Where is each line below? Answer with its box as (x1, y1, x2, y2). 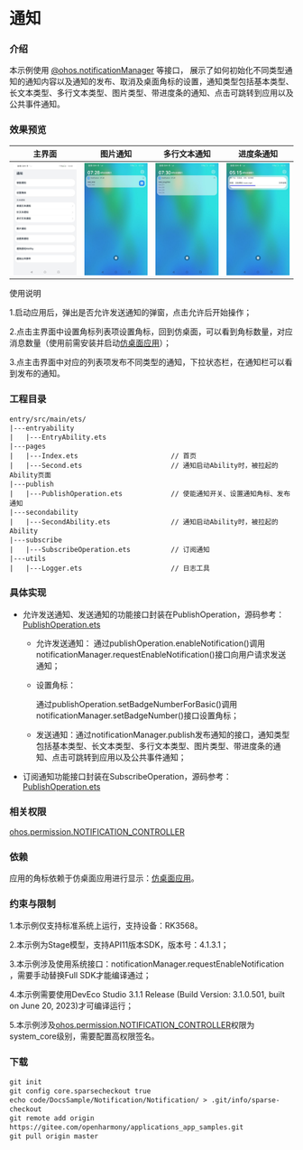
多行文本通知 (163, 148, 211, 159)
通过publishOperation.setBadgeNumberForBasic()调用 (35, 698, 238, 709)
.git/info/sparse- (210, 1095, 280, 1105)
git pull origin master (9, 1131, 99, 1141)
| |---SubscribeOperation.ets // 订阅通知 (9, 546, 210, 555)
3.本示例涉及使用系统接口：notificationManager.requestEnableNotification (9, 958, 284, 969)
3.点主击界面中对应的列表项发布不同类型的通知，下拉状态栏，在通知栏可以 (9, 357, 286, 368)
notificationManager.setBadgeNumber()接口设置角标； (35, 710, 240, 721)
